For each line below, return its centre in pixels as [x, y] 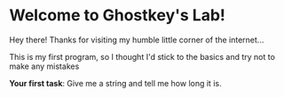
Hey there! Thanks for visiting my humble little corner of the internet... [137, 40]
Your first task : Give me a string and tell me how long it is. [115, 83]
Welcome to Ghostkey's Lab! [118, 15]
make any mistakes [44, 66]
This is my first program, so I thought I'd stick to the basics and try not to [142, 56]
